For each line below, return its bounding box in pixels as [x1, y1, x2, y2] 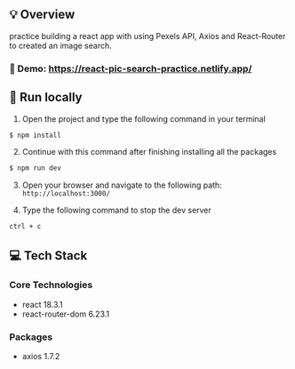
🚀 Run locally [9, 90, 83, 105]
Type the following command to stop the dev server [21, 205, 211, 216]
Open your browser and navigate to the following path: [21, 180, 222, 190]
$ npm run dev [9, 164, 62, 172]
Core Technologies [9, 279, 93, 292]
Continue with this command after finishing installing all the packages [21, 147, 277, 157]
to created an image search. [9, 40, 113, 51]
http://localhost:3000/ [21, 189, 111, 198]
